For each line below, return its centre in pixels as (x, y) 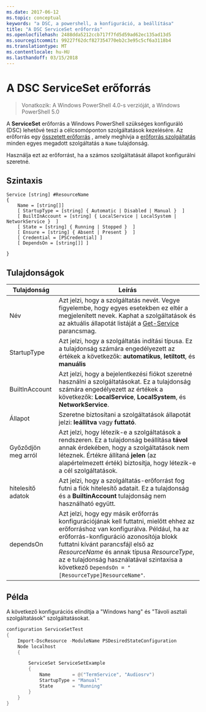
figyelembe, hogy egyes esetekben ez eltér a (123, 308)
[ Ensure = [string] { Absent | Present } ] (77, 233)
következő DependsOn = (91, 567)
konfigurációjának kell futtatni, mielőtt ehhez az (127, 521)
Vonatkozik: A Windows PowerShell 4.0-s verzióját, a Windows (101, 105)
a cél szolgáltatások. (88, 471)
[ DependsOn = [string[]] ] (53, 243)
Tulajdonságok (35, 273)
